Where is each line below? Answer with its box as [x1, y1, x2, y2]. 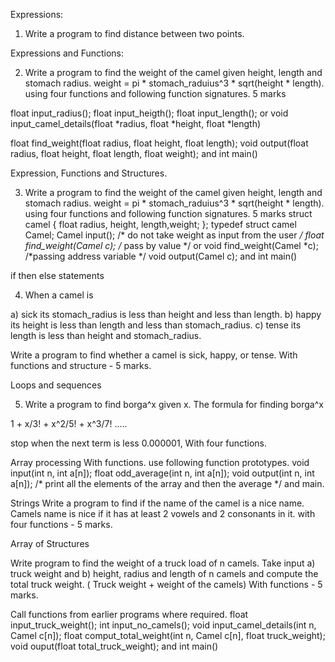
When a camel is [24, 289, 94, 301]
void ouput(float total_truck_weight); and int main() [10, 640, 219, 652]
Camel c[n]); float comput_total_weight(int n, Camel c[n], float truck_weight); [10, 630, 326, 641]
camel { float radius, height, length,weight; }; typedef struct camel [24, 219, 297, 230]
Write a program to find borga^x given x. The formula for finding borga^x [24, 399, 324, 410]
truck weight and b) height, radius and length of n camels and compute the [10, 568, 319, 579]
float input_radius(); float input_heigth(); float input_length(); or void [10, 107, 289, 119]
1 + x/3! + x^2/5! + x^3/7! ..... [10, 418, 128, 429]
